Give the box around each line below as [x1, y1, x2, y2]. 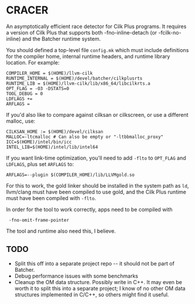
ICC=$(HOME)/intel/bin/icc [6, 139, 72, 145]
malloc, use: [6, 118, 36, 125]
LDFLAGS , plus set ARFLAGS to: [6, 160, 74, 167]
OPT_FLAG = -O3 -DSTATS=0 [6, 85, 69, 91]
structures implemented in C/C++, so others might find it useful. [14, 291, 169, 298]
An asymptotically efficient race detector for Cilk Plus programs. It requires [6, 23, 187, 30]
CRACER [6, 4, 49, 17]
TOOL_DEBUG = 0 [6, 91, 43, 96]
